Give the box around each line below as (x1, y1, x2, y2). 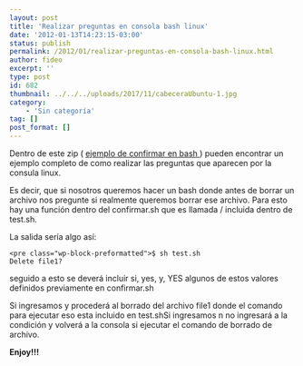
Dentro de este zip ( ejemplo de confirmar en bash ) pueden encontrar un (9, 148, 284, 159)
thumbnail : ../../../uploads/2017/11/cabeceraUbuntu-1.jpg (9, 89, 238, 98)
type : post (9, 73, 51, 82)
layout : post (9, 13, 59, 23)
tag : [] (9, 114, 39, 124)
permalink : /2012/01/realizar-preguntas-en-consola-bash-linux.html (9, 47, 274, 56)
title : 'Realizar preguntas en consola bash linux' (9, 22, 209, 31)
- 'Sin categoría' (25, 106, 95, 115)
